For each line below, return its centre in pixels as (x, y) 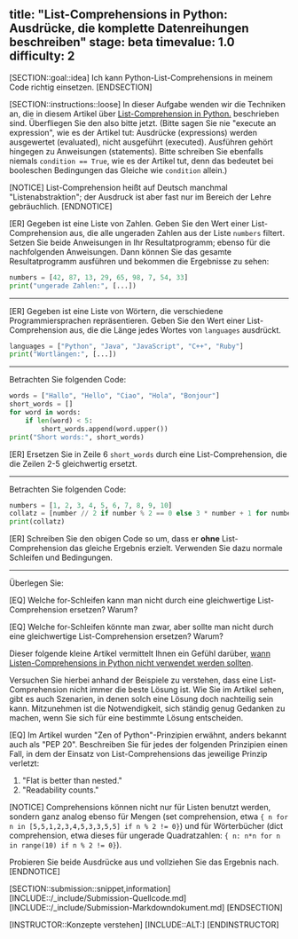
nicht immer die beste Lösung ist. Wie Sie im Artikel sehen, (176, 690)
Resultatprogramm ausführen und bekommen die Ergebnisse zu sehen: (139, 261)
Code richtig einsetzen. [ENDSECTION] (81, 87)
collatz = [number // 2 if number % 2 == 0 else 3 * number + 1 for (138, 514)
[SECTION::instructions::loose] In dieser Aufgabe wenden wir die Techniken (147, 104)
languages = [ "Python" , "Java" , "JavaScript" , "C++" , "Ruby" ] (126, 346)
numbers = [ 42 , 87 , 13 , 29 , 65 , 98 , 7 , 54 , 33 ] (99, 277)
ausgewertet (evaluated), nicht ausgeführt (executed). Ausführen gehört (141, 142)
